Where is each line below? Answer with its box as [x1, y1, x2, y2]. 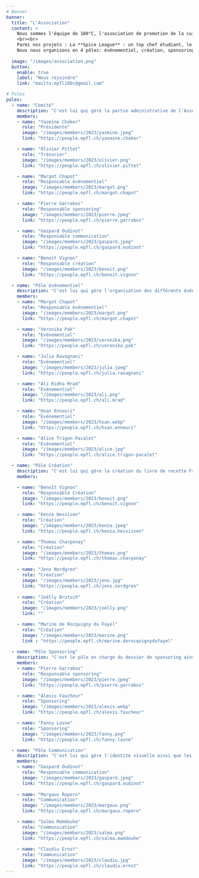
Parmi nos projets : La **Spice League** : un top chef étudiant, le [17, 42, 192, 48]
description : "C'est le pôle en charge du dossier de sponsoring [17, 654, 182, 661]
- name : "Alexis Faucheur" [17, 693, 84, 699]
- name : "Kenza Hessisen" [17, 512, 81, 518]
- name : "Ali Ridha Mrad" [17, 381, 81, 386]
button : [11, 64, 31, 70]
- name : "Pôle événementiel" [11, 283, 84, 289]
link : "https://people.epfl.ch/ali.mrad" [21, 397, 126, 404]
